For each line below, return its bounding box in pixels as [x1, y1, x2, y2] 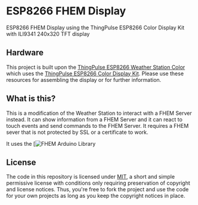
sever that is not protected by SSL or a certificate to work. [6, 128, 148, 136]
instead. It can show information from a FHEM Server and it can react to [6, 115, 183, 123]
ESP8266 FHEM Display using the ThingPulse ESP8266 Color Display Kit [6, 24, 185, 31]
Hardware [6, 48, 44, 58]
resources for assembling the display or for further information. [6, 76, 162, 83]
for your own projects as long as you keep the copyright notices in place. [6, 192, 185, 200]
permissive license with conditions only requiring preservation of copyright [6, 179, 191, 186]
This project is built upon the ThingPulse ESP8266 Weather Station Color [6, 63, 185, 71]
